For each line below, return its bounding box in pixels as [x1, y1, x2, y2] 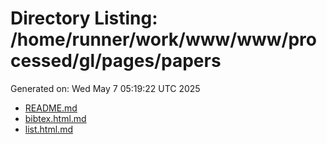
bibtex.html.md [24, 112, 87, 124]
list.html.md [24, 123, 73, 135]
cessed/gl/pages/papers [10, 50, 222, 72]
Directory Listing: [10, 7, 158, 30]
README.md [24, 102, 78, 114]
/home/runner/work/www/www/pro [10, 28, 317, 51]
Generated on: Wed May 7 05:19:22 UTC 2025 [10, 82, 201, 94]
